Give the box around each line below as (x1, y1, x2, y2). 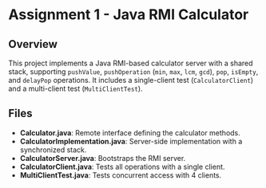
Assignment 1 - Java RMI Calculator (8, 6, 249, 24)
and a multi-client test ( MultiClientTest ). (8, 84, 143, 93)
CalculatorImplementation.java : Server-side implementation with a (19, 136, 243, 146)
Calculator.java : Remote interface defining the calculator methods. (19, 127, 241, 137)
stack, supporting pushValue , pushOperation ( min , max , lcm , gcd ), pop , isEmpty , (8, 67, 259, 76)
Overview (8, 37, 58, 51)
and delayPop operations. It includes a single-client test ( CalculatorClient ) (8, 76, 254, 84)
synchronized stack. (19, 145, 87, 155)
